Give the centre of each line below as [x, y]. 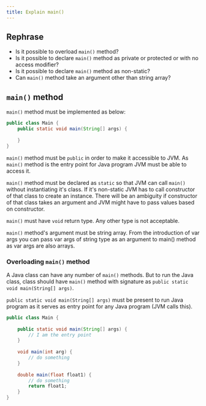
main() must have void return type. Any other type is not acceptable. [93, 221]
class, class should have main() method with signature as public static [97, 281]
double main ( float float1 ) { [55, 375]
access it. [18, 171]
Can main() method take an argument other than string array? [93, 78]
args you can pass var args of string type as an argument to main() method [101, 239]
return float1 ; [48, 386]
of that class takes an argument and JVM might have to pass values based [101, 202]
